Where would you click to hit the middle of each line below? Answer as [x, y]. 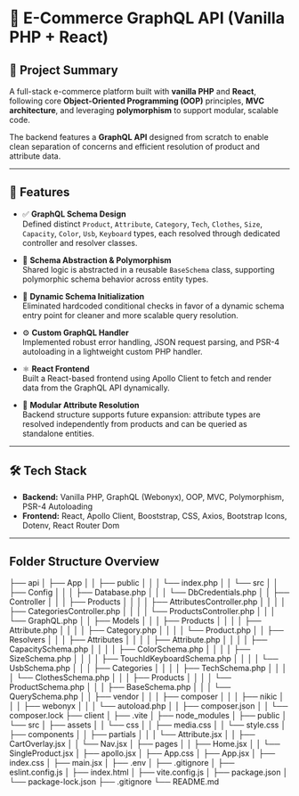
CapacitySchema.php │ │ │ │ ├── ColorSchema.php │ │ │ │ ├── [130, 649]
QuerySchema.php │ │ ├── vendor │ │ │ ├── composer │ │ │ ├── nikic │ [147, 697]
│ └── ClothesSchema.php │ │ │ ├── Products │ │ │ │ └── [120, 677]
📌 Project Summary [64, 70]
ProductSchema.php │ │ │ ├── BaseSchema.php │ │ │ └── [120, 687]
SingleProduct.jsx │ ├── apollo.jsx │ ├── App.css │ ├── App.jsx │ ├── [142, 753]
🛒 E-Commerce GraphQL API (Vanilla [147, 18]
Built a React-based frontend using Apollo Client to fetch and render [147, 378]
